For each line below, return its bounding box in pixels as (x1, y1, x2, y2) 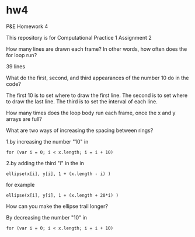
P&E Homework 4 (6, 23, 48, 30)
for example (6, 181, 35, 188)
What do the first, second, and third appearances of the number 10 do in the (6, 74, 189, 81)
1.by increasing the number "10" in (6, 138, 89, 145)
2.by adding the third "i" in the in (6, 159, 85, 166)
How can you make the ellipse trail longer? (6, 203, 108, 210)
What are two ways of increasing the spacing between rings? (6, 127, 154, 134)
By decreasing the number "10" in (6, 214, 88, 221)
